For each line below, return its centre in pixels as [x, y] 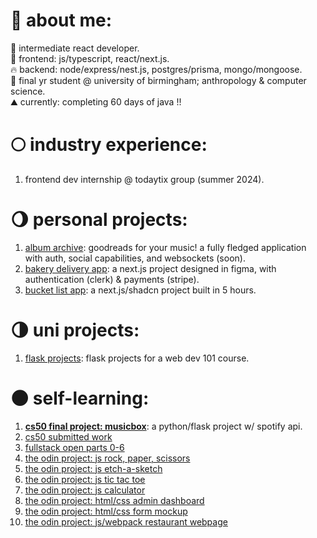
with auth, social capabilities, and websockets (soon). [135, 258]
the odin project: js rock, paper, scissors [107, 458]
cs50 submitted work [68, 436]
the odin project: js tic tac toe [85, 479]
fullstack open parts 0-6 [74, 447]
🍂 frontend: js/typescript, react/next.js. [90, 58]
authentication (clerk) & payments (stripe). [112, 279]
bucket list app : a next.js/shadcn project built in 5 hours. [140, 290]
